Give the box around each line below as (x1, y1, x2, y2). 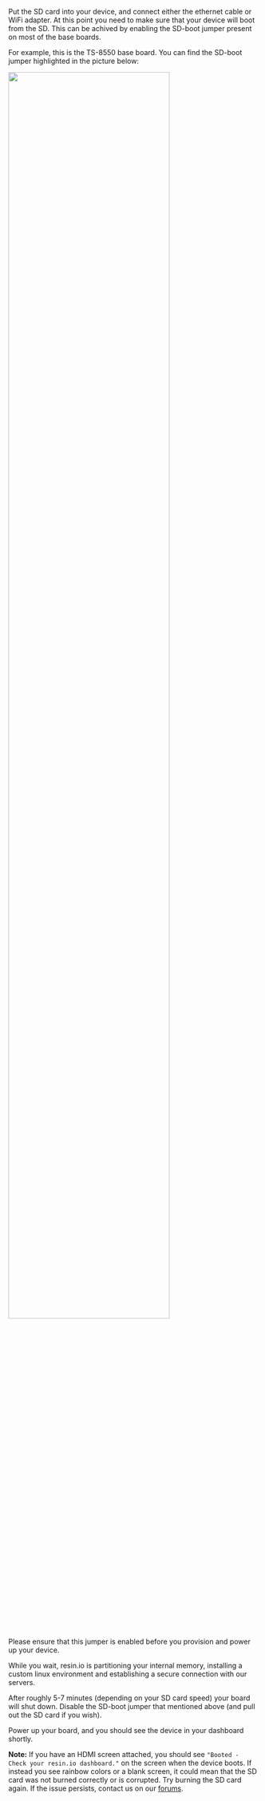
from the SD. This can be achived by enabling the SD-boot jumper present (8, 24, 252, 33)
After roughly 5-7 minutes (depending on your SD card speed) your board (8, 1693, 251, 1703)
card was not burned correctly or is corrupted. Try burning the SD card (8, 1775, 242, 1784)
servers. (8, 1678, 36, 1687)
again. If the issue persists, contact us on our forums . (8, 1783, 184, 1793)
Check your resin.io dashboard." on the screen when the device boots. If (8, 1758, 252, 1767)
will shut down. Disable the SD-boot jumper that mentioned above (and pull (8, 1702, 255, 1711)
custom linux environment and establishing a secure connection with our (8, 1669, 247, 1679)
